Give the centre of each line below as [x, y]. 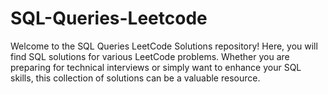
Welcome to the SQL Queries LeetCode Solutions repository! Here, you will [164, 46]
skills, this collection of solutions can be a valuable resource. [135, 78]
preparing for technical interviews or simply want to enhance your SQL [156, 67]
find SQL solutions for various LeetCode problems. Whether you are [150, 56]
